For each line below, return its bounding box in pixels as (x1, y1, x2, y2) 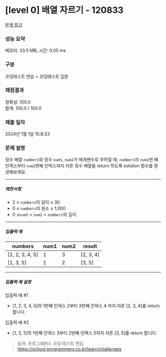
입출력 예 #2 (5, 319, 29, 325)
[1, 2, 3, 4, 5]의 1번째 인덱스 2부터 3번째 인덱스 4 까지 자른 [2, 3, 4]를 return (12, 303, 160, 309)
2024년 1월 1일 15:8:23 (5, 131, 50, 137)
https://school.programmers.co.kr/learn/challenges (17, 346, 122, 352)
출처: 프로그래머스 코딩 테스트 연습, (17, 341, 85, 347)
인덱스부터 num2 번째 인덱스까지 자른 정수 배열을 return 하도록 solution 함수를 (5, 163, 153, 169)
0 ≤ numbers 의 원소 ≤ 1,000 (12, 206, 66, 212)
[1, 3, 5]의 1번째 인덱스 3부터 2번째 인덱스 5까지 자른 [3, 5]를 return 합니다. (12, 330, 157, 336)
